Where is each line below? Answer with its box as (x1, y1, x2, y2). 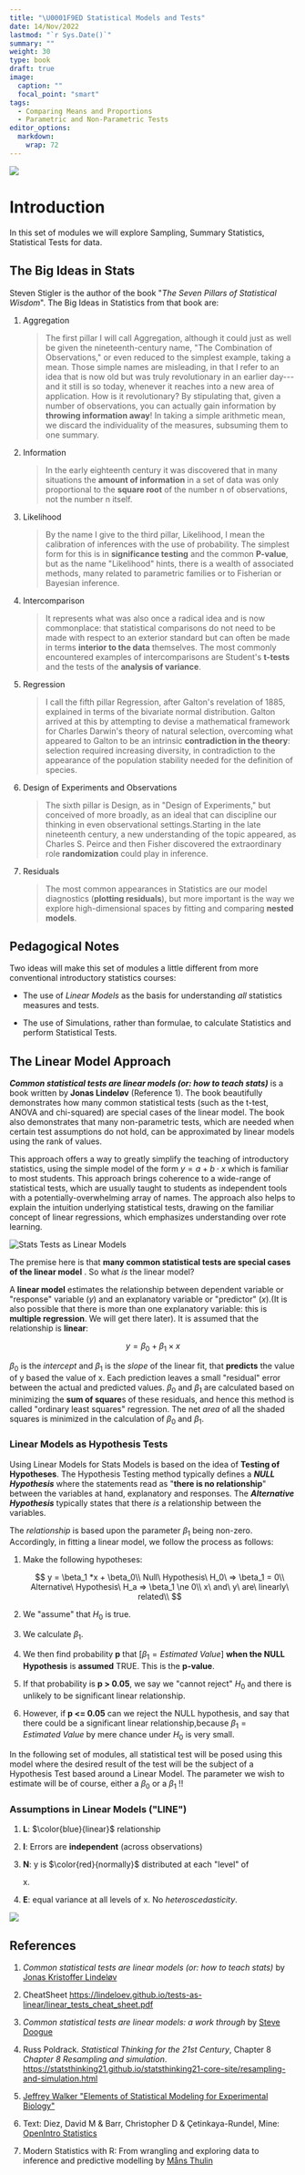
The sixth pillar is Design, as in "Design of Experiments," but (45, 799, 271, 810)
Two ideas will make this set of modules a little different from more (9, 963, 259, 974)
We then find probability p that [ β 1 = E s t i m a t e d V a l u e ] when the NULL (22, 1649, 285, 1662)
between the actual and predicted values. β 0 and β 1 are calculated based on (9, 1382, 295, 1395)
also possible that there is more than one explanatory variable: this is (9, 1304, 268, 1314)
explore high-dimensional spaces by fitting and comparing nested (45, 902, 294, 913)
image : (9, 73, 35, 82)
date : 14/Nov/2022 (9, 22, 79, 31)
